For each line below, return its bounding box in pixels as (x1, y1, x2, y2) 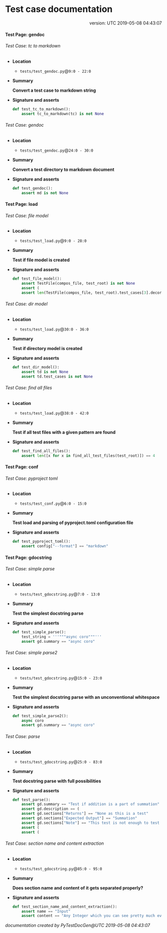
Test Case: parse (5, 733, 41, 739)
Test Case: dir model (5, 301, 48, 307)
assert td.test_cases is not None (21, 374, 93, 379)
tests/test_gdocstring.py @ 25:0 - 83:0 (19, 758, 102, 764)
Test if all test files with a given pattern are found (12, 429, 116, 435)
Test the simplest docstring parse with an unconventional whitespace (12, 694, 160, 700)
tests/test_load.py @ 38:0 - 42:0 (19, 410, 89, 416)
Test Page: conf (5, 464, 39, 470)
